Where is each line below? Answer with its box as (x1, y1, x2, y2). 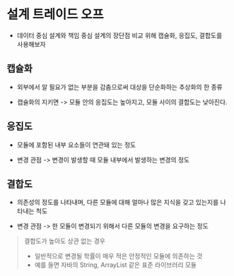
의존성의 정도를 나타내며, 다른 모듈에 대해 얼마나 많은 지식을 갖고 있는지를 (16, 198, 219, 207)
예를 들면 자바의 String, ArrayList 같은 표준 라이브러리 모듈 (34, 260, 197, 269)
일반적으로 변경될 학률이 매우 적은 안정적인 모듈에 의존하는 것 (34, 252, 203, 260)
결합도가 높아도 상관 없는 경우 (23, 237, 105, 246)
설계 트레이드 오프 (6, 6, 104, 23)
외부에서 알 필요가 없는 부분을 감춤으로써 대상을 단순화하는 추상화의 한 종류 (16, 83, 223, 91)
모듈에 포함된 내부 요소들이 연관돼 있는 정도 (16, 140, 136, 149)
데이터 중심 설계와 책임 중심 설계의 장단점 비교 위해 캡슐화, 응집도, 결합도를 (16, 31, 223, 40)
